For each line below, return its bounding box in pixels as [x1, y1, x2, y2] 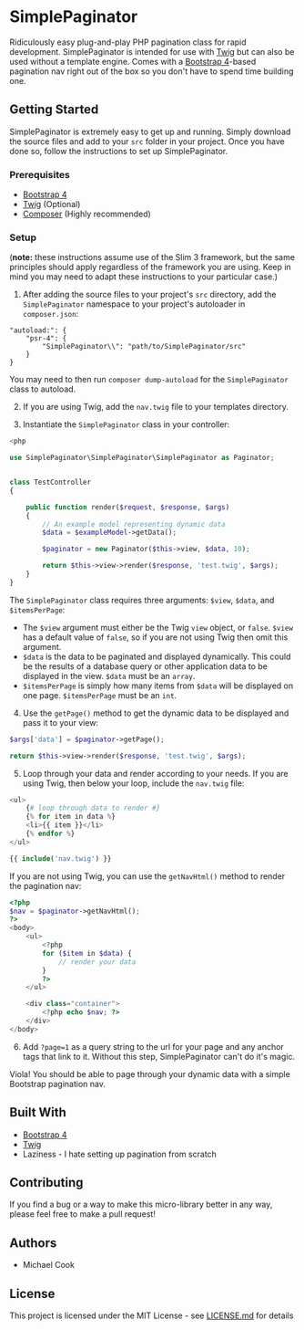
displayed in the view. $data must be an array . [22, 670, 196, 681]
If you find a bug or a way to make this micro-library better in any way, [9, 1199, 273, 1210]
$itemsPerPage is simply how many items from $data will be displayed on [22, 680, 294, 691]
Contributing [9, 1175, 84, 1190]
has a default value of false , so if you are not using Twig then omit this [22, 632, 289, 643]
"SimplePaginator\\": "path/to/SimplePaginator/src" [42, 342, 247, 351]
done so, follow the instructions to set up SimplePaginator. [9, 145, 228, 156]
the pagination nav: [9, 880, 82, 891]
